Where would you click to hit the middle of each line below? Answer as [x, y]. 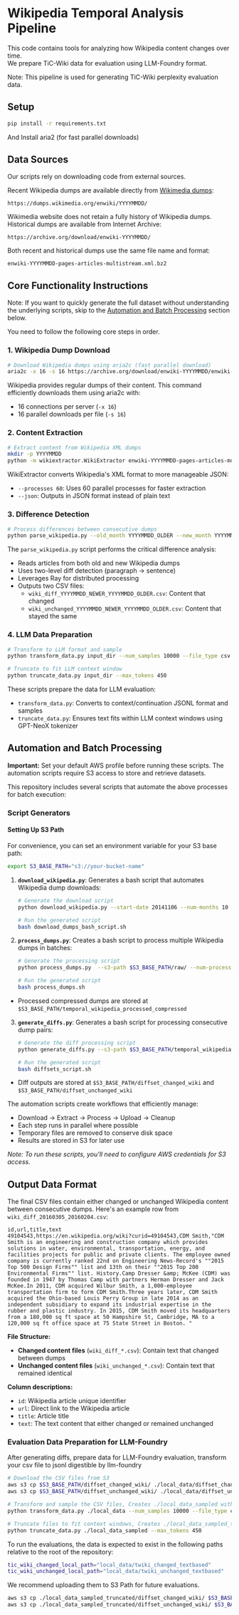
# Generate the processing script [69, 961]
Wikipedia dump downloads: [59, 887]
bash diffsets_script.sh [54, 1069]
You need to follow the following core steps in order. [84, 332]
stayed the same [53, 616]
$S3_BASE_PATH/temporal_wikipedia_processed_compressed [102, 1009]
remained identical [45, 1373]
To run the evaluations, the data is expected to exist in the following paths [115, 1544]
